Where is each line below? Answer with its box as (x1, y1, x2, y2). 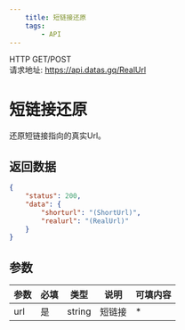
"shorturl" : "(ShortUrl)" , (41, 208, 141, 217)
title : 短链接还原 (25, 12, 87, 22)
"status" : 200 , (25, 192, 82, 201)
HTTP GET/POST (9, 54, 72, 65)
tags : (25, 21, 46, 30)
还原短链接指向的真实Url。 (9, 130, 107, 141)
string (67, 305, 92, 318)
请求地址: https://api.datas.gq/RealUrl (9, 64, 147, 76)
